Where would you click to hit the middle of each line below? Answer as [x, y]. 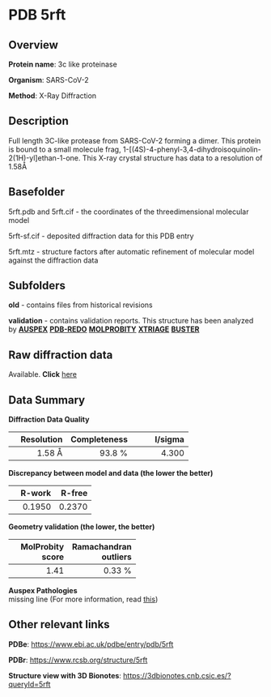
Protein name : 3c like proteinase [63, 64]
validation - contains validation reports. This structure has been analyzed [131, 321]
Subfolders [37, 286]
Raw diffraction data [61, 355]
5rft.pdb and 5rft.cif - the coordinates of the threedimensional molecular [129, 212]
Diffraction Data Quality [49, 420]
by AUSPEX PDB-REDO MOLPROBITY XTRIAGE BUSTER [104, 329]
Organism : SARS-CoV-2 [49, 80]
